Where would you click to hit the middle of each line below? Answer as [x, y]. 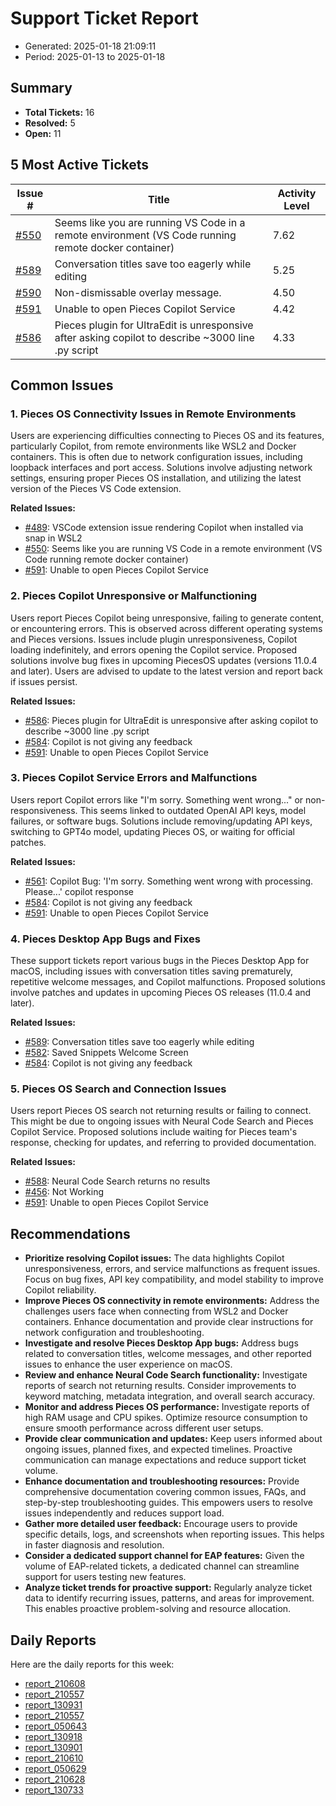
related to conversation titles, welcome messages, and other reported [168, 1354]
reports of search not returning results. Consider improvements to [160, 1386]
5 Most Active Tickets [80, 165]
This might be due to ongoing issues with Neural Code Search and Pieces [162, 1121]
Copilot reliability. [60, 1290]
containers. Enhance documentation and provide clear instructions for [169, 1322]
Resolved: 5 [50, 123]
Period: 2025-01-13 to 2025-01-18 [95, 56]
